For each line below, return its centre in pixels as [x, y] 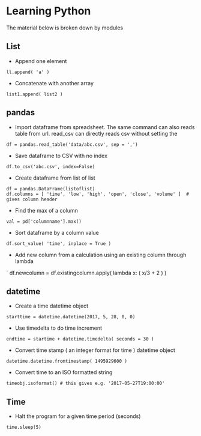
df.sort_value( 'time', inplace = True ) [59, 244]
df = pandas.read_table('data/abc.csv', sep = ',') [72, 144]
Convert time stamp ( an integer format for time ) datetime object [95, 350]
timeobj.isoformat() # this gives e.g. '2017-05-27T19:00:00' [85, 383]
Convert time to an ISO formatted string [64, 372]
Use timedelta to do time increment [58, 328]
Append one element [41, 61]
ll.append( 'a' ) [28, 72]
